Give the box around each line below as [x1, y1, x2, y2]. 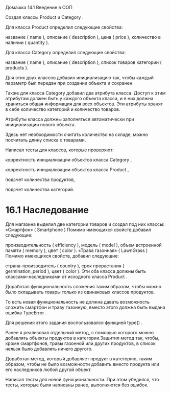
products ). [5, 65, 29, 71]
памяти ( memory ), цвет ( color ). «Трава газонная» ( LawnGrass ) [5, 247, 148, 253]
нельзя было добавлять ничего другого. [5, 345, 93, 352]
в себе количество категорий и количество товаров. [5, 106, 120, 112]
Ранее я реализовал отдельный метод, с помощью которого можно [5, 329, 154, 335]
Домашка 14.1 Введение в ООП [5, 5, 73, 10]
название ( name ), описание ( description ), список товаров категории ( [5, 59, 162, 65]
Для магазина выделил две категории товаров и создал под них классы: [5, 221, 165, 227]
